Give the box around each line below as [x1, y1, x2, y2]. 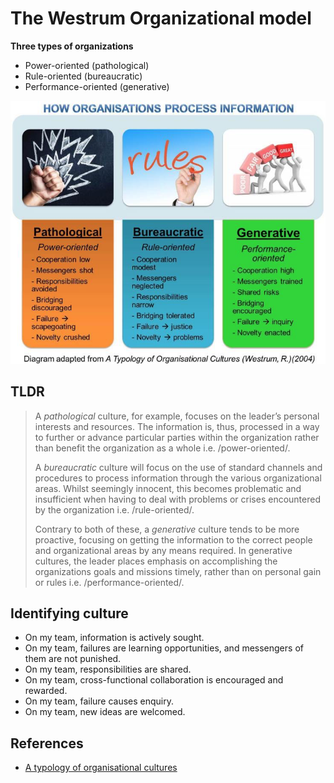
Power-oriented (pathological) [24, 59, 150, 71]
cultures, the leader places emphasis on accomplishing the [34, 555, 278, 567]
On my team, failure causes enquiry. [24, 695, 175, 707]
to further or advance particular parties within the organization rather [34, 431, 320, 443]
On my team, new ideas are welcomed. [24, 706, 186, 718]
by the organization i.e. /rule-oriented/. [34, 503, 195, 516]
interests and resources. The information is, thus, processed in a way [34, 420, 320, 432]
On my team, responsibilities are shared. [24, 663, 192, 676]
